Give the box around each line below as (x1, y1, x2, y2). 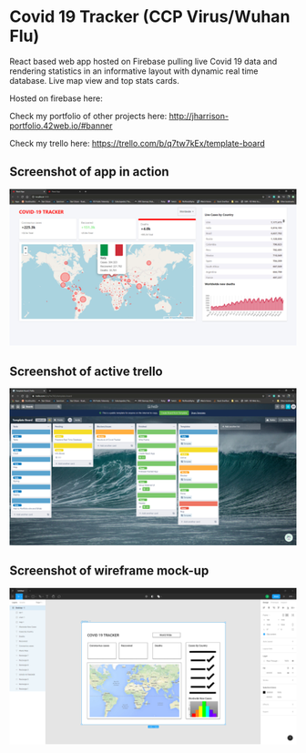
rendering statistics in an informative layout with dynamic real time (9, 66, 259, 76)
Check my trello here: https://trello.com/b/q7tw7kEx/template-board (9, 137, 266, 148)
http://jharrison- (168, 110, 229, 121)
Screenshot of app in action (9, 164, 170, 179)
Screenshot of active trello (9, 363, 163, 379)
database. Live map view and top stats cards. (9, 75, 179, 86)
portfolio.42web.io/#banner (9, 120, 113, 131)
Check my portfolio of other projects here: (9, 110, 168, 121)
